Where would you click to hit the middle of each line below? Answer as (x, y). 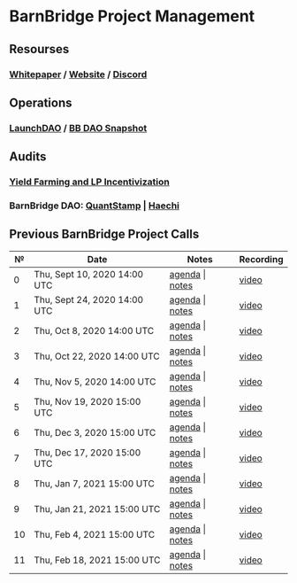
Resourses (39, 49)
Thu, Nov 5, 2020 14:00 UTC (95, 381)
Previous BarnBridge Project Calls (104, 234)
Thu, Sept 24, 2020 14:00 (89, 299)
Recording (261, 259)
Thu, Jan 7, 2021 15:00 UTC (94, 483)
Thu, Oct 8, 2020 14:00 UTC (94, 330)
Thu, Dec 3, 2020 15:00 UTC (95, 432)
